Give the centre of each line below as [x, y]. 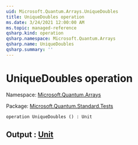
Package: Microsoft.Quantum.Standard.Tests [60, 106]
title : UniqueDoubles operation [45, 17]
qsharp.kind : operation [35, 33]
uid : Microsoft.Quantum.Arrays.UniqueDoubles [62, 11]
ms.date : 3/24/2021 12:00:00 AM [45, 22]
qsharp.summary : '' [30, 50]
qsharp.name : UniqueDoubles [40, 44]
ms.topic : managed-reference [41, 28]
